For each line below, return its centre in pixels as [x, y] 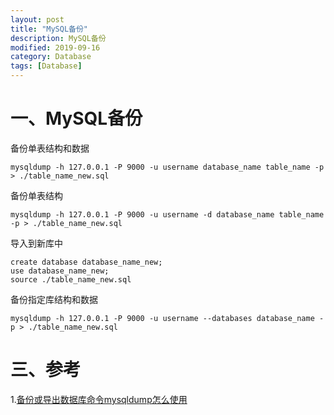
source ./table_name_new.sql [71, 279]
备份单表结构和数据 [50, 148]
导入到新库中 [36, 243]
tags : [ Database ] [46, 66]
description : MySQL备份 [58, 38]
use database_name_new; [60, 271]
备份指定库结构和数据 [54, 299]
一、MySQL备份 [76, 118]
